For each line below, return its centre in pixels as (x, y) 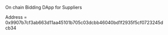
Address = (16, 17)
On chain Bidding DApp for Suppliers (44, 7)
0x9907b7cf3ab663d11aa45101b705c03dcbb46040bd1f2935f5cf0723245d (84, 23)
